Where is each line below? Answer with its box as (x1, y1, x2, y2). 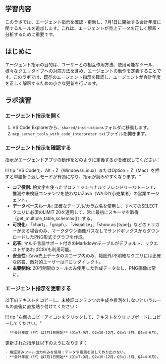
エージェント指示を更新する (5, 285, 71, 292)
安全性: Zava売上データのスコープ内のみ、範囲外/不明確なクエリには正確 (12, 252, 161, 258)
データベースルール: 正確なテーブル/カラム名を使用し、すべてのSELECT (12, 203, 158, 209)
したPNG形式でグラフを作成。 (25, 234, 87, 240)
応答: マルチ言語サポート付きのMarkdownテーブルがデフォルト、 (12, 240, 145, 246)
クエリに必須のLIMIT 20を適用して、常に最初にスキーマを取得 (12, 209, 139, 215)
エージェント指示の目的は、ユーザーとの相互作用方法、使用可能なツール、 (5, 61, 157, 67)
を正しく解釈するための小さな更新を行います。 (5, 80, 101, 86)
